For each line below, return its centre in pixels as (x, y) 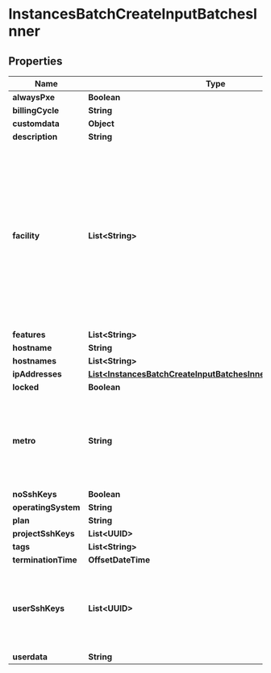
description (35, 137)
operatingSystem (46, 507)
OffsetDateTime (119, 560)
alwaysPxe (33, 97)
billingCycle (36, 110)
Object (101, 124)
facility (26, 236)
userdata (30, 657)
